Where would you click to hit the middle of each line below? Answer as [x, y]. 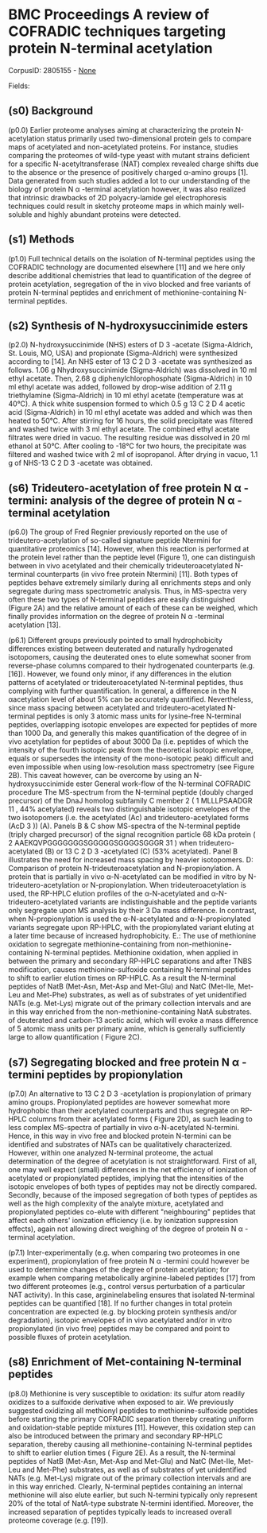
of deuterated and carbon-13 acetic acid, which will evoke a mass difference [133, 1020]
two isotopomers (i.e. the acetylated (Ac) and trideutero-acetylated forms [128, 818]
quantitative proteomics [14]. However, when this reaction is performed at [129, 549]
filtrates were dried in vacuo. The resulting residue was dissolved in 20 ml [129, 438]
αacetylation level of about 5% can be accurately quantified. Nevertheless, [131, 699]
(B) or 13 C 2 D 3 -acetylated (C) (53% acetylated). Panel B [141, 851]
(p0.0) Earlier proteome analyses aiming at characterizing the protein [121, 130]
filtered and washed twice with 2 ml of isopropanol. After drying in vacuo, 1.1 [133, 455]
